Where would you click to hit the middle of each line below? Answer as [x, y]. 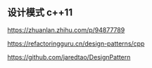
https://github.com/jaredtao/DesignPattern [69, 57]
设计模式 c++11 [40, 13]
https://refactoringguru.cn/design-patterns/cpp [76, 43]
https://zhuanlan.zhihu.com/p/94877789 [66, 29]
